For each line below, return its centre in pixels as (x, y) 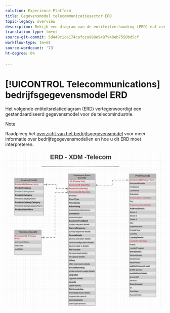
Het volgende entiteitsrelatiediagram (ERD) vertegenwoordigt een (73, 109)
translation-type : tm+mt (31, 32)
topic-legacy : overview (30, 21)
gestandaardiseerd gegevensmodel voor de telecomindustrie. (70, 114)
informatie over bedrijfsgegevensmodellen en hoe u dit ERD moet (73, 139)
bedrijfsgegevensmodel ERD (67, 95)
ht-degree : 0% (20, 53)
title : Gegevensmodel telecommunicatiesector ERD (59, 16)
